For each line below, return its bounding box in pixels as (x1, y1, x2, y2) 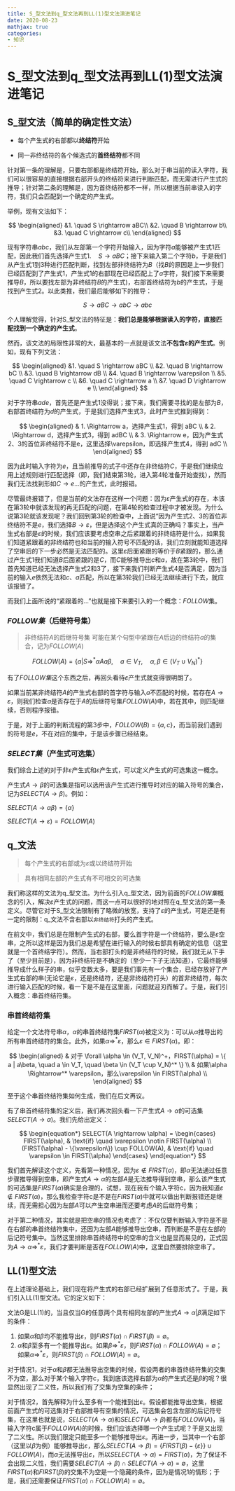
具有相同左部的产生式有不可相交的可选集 (24, 874, 141, 882)
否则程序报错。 (19, 706, 63, 714)
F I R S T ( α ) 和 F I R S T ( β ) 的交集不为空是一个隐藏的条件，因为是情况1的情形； (7, 1467, 214, 1476)
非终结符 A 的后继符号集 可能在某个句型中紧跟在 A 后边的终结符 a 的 (24, 633, 211, 642)
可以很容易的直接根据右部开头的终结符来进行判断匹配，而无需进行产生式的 (13, 174, 228, 183)
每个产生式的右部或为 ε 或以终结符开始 (24, 859, 133, 867)
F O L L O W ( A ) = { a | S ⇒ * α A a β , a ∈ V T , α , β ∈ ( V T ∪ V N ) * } (32, 656, 203, 667)
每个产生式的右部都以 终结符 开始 (17, 136, 110, 144)
